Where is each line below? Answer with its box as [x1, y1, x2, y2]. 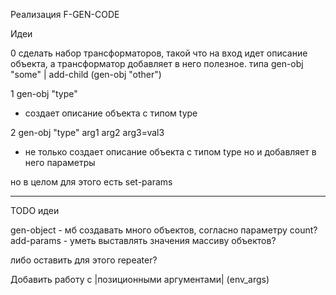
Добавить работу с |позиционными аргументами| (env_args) [10, 274, 270, 285]
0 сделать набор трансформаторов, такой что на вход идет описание [10, 47, 308, 59]
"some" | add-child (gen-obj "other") [10, 69, 162, 80]
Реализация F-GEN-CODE [10, 9, 120, 20]
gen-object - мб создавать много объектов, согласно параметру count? [10, 224, 318, 236]
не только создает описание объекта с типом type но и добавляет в [24, 146, 317, 158]
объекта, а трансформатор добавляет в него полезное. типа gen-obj [10, 58, 304, 69]
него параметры [24, 157, 96, 168]
